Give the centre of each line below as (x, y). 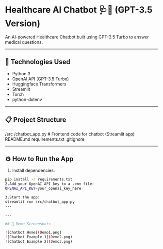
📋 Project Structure (36, 120)
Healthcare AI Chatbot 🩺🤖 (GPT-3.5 (79, 10)
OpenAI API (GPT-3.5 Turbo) (41, 79)
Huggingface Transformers (39, 84)
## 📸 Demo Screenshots (28, 224)
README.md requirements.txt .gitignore (45, 139)
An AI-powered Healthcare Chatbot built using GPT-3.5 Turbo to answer (77, 37)
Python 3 (21, 73)
